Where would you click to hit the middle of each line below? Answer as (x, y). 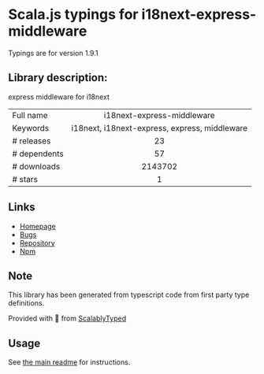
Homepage (38, 226)
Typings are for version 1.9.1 (53, 53)
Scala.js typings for (73, 15)
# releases (32, 141)
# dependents (38, 154)
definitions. (26, 303)
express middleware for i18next (59, 97)
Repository (37, 243)
